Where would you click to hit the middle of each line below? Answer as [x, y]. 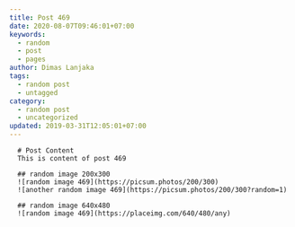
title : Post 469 [40, 17]
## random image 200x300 [64, 174]
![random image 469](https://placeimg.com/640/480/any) [124, 214]
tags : [19, 76]
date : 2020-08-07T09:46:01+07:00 [72, 26]
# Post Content [46, 151]
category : [28, 101]
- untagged [38, 92]
